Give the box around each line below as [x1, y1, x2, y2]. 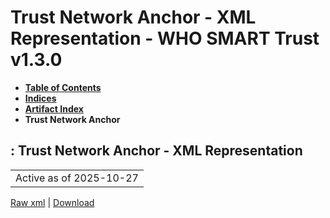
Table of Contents [24, 81, 102, 93]
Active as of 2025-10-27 [15, 171, 139, 185]
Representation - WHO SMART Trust [10, 27, 320, 50]
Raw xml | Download [10, 196, 95, 208]
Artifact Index [24, 102, 84, 115]
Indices [24, 92, 57, 104]
